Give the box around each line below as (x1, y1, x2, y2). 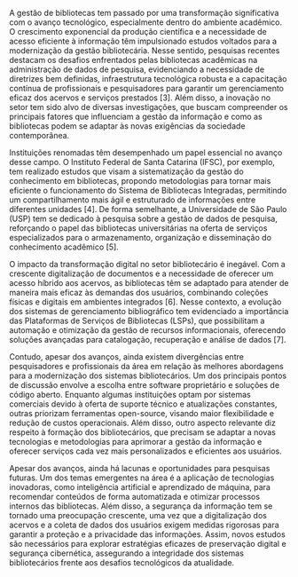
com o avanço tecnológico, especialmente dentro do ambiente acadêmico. (9, 17, 283, 28)
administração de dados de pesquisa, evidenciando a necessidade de (9, 64, 264, 75)
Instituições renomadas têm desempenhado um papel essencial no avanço (9, 147, 283, 158)
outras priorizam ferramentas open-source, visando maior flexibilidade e (9, 408, 275, 418)
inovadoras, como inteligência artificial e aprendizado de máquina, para (9, 482, 271, 492)
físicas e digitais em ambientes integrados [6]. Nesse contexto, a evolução (9, 296, 282, 307)
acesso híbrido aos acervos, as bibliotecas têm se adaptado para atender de (9, 278, 289, 288)
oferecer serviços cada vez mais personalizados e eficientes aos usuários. (9, 446, 282, 456)
